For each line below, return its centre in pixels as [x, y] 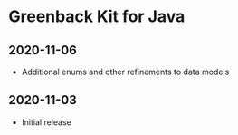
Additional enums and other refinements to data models [125, 72]
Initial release [46, 122]
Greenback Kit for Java [97, 17]
